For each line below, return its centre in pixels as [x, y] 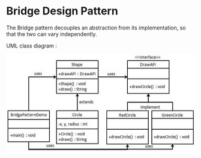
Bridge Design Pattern [62, 11]
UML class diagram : [31, 46]
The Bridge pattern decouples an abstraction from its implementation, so [96, 28]
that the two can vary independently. [52, 34]
